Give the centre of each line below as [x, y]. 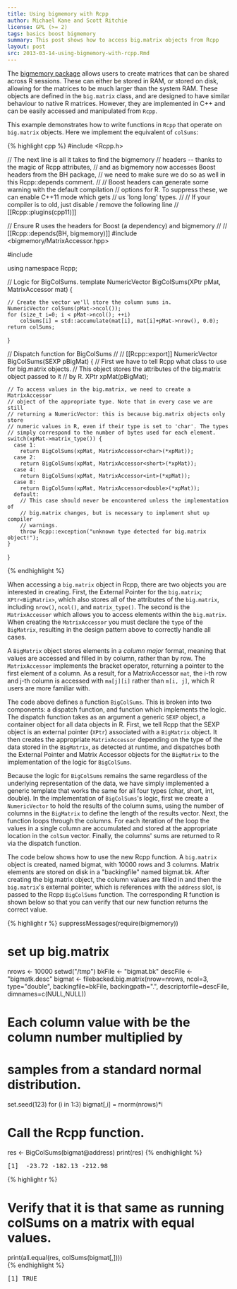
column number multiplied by [95, 1037]
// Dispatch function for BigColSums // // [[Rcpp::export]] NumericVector [113, 353]
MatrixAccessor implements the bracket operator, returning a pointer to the [116, 666]
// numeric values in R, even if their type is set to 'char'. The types [118, 426]
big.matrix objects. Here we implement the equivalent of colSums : [103, 132]
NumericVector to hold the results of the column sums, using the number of [116, 806]
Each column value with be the [99, 1023]
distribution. [44, 1085]
